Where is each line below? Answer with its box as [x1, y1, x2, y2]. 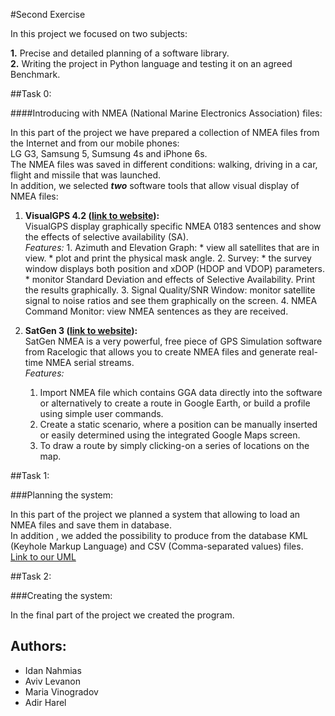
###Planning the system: [10, 489, 114, 501]
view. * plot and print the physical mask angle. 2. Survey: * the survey [24, 252, 312, 264]
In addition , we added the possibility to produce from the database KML [10, 530, 308, 541]
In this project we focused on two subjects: [10, 28, 188, 39]
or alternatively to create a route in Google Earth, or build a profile [39, 397, 311, 409]
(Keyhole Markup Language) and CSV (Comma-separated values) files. [10, 540, 304, 552]
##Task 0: [10, 88, 52, 99]
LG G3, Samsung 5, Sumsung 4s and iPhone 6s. [10, 148, 208, 159]
